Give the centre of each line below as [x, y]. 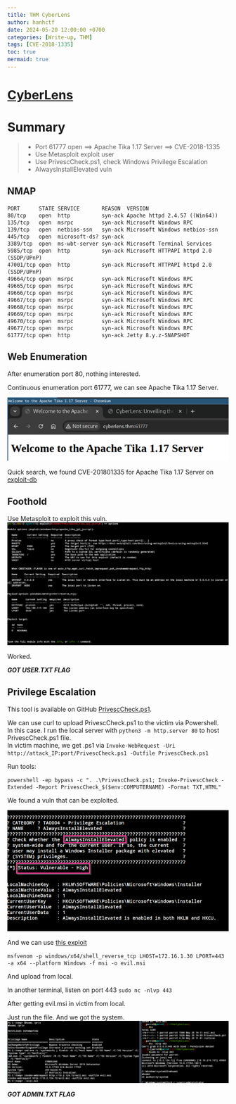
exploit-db [22, 479]
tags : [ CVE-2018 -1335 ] [40, 45]
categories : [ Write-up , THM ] [50, 37]
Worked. [20, 656]
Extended [20, 787]
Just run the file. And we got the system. [66, 1017]
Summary [36, 127]
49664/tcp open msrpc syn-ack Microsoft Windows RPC [100, 279]
